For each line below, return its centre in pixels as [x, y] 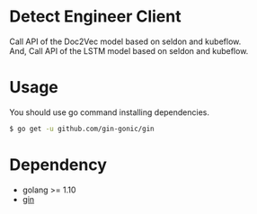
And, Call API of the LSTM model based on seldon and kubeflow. [129, 50]
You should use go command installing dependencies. [109, 112]
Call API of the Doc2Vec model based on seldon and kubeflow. [125, 41]
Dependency [58, 165]
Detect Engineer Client [95, 17]
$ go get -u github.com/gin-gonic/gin [82, 129]
